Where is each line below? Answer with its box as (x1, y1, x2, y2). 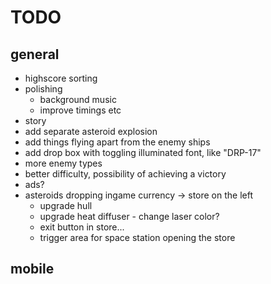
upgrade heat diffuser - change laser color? (39, 211, 220, 222)
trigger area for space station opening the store (39, 232, 236, 243)
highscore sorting (24, 72, 98, 84)
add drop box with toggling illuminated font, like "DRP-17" (24, 147, 262, 158)
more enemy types (24, 157, 103, 169)
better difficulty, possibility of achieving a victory (24, 168, 227, 180)
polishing (24, 83, 63, 95)
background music (39, 94, 117, 105)
